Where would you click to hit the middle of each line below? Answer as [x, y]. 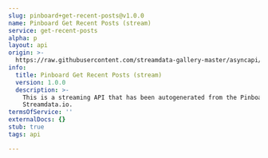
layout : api [28, 45]
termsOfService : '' [41, 113]
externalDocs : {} [37, 120]
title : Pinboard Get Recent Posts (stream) [89, 75]
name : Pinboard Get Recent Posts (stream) [80, 23]
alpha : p [23, 38]
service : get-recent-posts [53, 30]
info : [17, 68]
